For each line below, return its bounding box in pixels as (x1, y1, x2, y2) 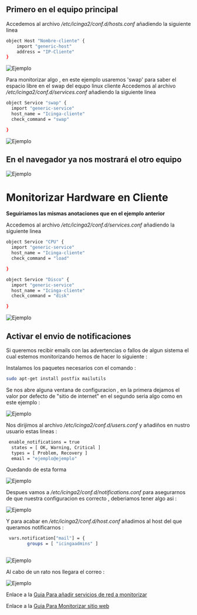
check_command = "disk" (11, 293, 69, 299)
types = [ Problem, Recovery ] (11, 450, 88, 456)
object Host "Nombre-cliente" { (6, 38, 85, 43)
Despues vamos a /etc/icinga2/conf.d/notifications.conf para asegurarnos (6, 489, 186, 496)
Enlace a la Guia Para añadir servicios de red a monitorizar (6, 591, 148, 598)
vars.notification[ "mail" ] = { (8, 535, 85, 542)
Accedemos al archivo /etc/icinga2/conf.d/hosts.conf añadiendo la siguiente (6, 20, 191, 27)
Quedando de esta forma (6, 466, 67, 473)
